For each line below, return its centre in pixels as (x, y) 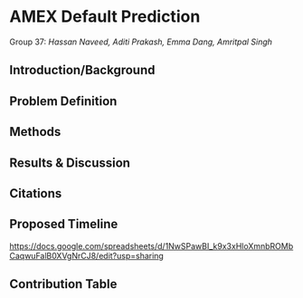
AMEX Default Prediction (105, 17)
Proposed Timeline (64, 224)
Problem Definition (63, 101)
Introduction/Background (82, 70)
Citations (36, 193)
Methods (35, 132)
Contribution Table (63, 284)
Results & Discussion (70, 163)
